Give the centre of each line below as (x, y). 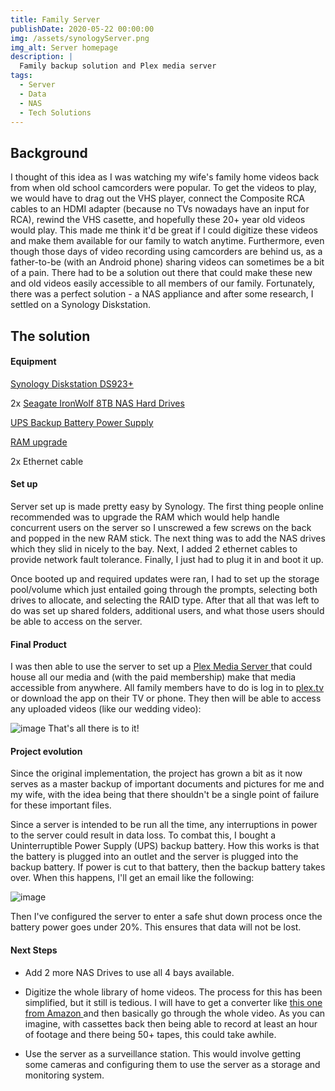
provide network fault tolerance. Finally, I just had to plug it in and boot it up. (167, 559)
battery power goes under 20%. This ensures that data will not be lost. (156, 927)
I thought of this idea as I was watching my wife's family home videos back (165, 177)
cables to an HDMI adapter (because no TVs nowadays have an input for (160, 209)
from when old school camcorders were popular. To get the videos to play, (163, 188)
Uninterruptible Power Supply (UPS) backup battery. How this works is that (165, 846)
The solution (50, 336)
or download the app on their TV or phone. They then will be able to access (166, 698)
